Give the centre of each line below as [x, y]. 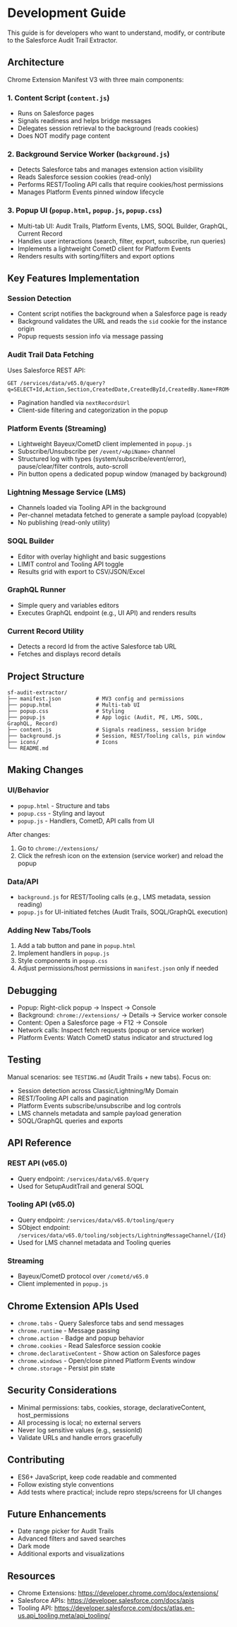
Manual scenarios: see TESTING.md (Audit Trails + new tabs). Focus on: [109, 1077]
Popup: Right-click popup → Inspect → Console [87, 1007]
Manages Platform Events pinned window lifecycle [91, 192]
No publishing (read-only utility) [64, 523]
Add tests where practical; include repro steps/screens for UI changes [120, 1492]
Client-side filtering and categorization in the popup [92, 410]
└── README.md [28, 748]
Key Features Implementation [73, 279]
